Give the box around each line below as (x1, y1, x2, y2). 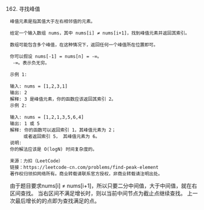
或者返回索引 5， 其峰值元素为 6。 (23, 133, 100, 139)
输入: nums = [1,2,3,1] (10, 83, 68, 89)
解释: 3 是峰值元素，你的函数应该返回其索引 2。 (10, 96, 116, 102)
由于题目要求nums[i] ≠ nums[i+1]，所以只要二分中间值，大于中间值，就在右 (10, 182, 197, 189)
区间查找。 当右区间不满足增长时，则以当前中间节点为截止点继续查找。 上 (10, 189, 193, 197)
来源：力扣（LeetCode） (10, 158, 63, 164)
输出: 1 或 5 (10, 121, 40, 127)
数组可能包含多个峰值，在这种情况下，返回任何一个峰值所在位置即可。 (10, 42, 159, 48)
